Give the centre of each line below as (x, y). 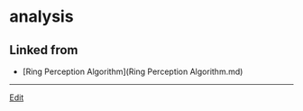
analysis (41, 17)
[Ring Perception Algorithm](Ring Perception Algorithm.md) (133, 71)
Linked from (44, 50)
